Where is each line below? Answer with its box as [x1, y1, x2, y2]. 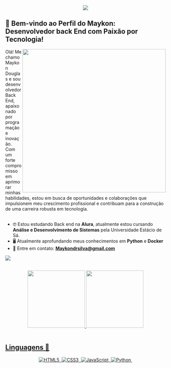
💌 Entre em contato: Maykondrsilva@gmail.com [12, 245, 116, 251]
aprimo [5, 178, 20, 185]
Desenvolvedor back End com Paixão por [5, 27, 138, 36]
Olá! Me [5, 48, 22, 55]
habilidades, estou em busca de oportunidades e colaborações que [5, 195, 147, 201]
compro [5, 162, 22, 168]
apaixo [5, 102, 19, 109]
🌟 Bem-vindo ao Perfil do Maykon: [5, 19, 116, 28]
